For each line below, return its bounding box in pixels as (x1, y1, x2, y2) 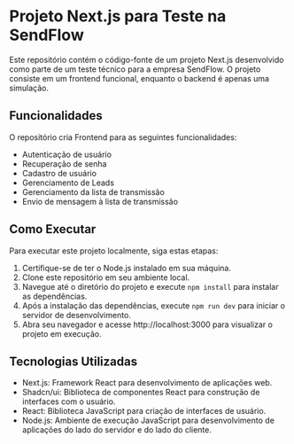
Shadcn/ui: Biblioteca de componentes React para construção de (21, 387, 260, 398)
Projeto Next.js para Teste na (9, 6, 227, 27)
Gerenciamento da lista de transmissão (21, 186, 166, 197)
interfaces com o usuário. (21, 396, 116, 407)
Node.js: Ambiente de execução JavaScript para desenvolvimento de (21, 415, 275, 426)
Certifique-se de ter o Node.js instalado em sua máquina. (21, 262, 232, 273)
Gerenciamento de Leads (21, 177, 115, 188)
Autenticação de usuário (21, 149, 112, 160)
